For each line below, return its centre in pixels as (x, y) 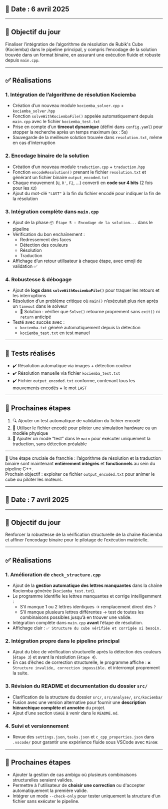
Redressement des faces (45, 239)
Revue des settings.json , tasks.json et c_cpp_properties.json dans (83, 737)
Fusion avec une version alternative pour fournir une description (79, 702)
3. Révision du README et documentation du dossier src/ (76, 686)
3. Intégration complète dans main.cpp (52, 212)
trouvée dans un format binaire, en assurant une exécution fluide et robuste (83, 55)
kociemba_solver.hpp (34, 111)
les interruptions (29, 296)
